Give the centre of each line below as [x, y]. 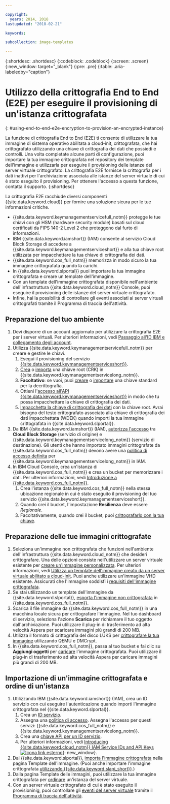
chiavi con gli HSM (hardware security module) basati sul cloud [79, 223]
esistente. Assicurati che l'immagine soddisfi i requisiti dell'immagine [84, 581]
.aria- [119, 67]
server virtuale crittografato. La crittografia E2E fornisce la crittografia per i [83, 170]
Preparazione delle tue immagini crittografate [78, 537]
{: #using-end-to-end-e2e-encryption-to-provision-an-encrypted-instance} [84, 128]
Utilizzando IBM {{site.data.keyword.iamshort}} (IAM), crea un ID [80, 698]
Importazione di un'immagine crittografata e [76, 678]
